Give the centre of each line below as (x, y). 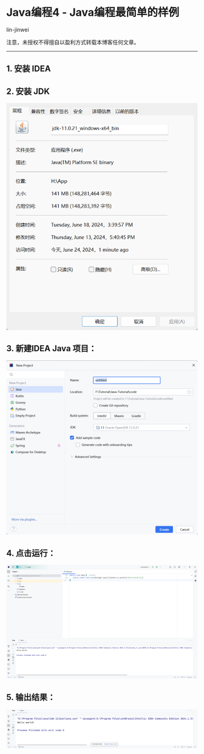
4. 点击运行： (31, 553)
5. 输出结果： (31, 697)
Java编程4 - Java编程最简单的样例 (93, 12)
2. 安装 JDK (28, 91)
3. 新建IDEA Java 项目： (52, 348)
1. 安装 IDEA (29, 69)
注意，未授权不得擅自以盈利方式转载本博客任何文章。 (73, 42)
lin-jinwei (18, 29)
